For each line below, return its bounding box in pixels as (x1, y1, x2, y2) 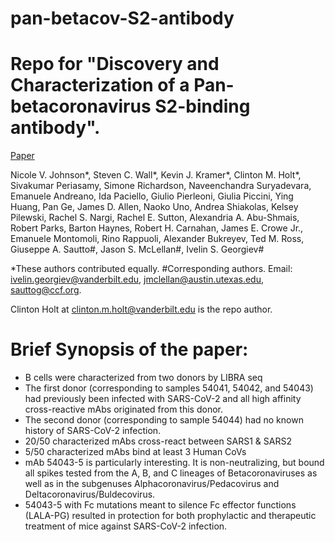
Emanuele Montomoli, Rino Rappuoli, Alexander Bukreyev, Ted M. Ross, (10, 233, 305, 245)
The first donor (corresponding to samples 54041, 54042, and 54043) (24, 382, 314, 394)
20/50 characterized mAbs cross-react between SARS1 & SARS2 (24, 435, 292, 447)
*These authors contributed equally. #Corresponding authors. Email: (10, 263, 293, 275)
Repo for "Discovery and (10, 53, 220, 76)
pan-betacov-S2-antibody (10, 7, 235, 30)
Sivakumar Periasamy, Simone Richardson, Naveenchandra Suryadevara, (10, 180, 312, 192)
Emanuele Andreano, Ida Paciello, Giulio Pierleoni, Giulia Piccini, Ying (10, 190, 294, 202)
